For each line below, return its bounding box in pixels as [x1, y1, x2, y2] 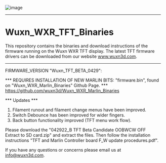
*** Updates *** [5, 97, 38, 103]
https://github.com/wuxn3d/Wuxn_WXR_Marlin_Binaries [5, 87, 120, 93]
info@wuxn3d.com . [5, 152, 45, 158]
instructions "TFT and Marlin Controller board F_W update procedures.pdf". [5, 137, 159, 143]
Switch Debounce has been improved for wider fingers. [12, 112, 125, 118]
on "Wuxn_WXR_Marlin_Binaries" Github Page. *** [5, 82, 108, 88]
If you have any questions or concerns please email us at [5, 147, 121, 153]
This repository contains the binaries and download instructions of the [5, 42, 148, 49]
